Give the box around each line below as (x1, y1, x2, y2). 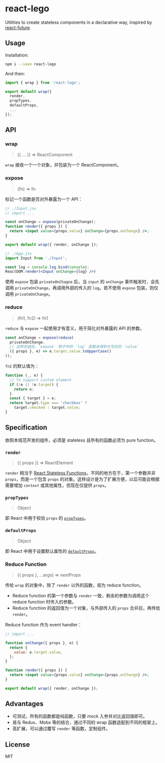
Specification (5, 423, 47, 432)
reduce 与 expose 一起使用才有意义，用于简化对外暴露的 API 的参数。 (5, 325, 144, 331)
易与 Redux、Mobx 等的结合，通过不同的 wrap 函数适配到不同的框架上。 (12, 719, 161, 725)
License (5, 740, 30, 749)
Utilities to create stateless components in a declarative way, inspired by (5, 19, 152, 25)
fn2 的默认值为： (5, 363, 40, 369)
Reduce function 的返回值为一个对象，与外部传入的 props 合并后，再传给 (12, 605, 161, 611)
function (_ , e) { (5, 373, 43, 378)
